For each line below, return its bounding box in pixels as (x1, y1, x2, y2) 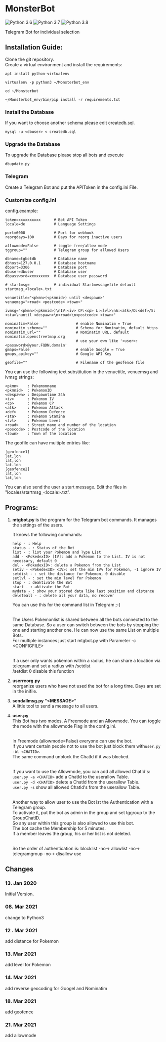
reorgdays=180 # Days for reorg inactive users (5, 234, 123, 240)
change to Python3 (5, 914, 44, 920)
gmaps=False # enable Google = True (5, 347, 125, 352)
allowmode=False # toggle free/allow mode (5, 243, 107, 248)
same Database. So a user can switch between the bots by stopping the (12, 621, 159, 628)
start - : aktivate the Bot (12, 584, 70, 589)
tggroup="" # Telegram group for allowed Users (5, 248, 129, 253)
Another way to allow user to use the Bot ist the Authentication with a (12, 799, 153, 805)
